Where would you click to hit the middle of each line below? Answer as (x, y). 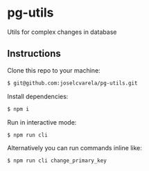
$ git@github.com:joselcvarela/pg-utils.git (72, 83)
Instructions (34, 54)
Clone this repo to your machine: (54, 70)
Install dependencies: (38, 96)
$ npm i (18, 109)
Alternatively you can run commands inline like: (74, 148)
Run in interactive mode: (42, 122)
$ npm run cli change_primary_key (57, 161)
